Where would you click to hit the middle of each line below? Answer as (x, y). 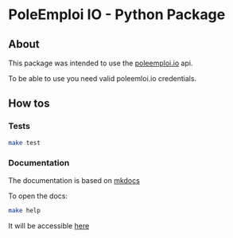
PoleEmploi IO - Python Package (117, 15)
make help (25, 210)
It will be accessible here (49, 225)
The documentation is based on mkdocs (74, 180)
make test (25, 142)
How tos (29, 104)
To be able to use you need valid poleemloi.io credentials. (103, 78)
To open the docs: (38, 196)
